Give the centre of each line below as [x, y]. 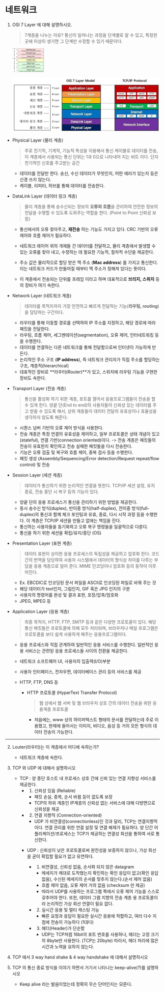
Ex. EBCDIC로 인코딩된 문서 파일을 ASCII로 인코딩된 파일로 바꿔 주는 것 [88, 583]
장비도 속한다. [33, 378]
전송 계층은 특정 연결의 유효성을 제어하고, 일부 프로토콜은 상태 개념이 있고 [90, 434]
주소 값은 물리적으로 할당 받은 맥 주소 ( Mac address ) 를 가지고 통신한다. [89, 263]
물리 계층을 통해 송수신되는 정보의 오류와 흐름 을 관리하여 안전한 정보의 [91, 206]
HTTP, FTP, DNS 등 [39, 682]
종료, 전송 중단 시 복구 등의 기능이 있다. [62, 492]
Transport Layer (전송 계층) [39, 388]
